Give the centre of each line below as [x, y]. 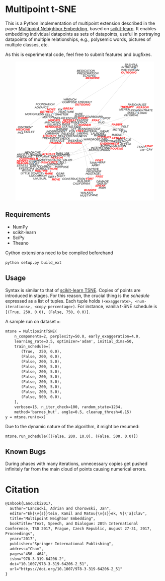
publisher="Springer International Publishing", [62, 544]
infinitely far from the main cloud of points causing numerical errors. [76, 469]
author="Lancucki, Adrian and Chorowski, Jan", [61, 509]
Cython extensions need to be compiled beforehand [59, 253]
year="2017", [23, 539]
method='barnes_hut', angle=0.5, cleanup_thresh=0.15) [73, 412]
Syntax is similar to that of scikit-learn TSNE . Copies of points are [73, 290]
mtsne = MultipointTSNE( [31, 331]
